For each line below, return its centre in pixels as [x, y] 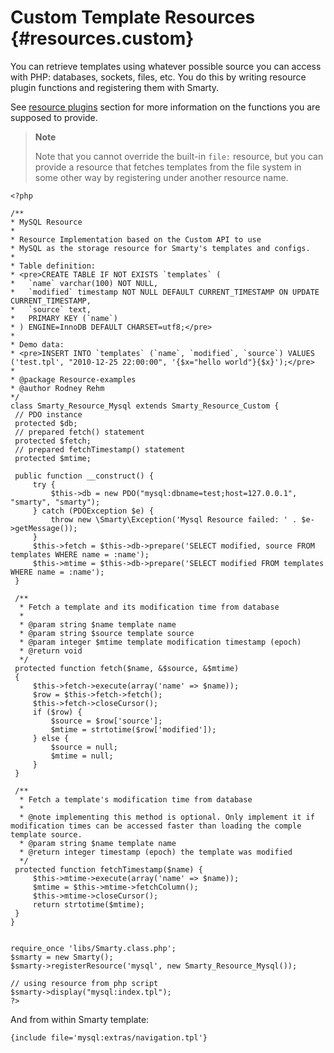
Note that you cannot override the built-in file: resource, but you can [179, 156]
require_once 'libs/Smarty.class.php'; [93, 948]
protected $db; [46, 423]
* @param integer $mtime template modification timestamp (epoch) [160, 642]
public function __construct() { [84, 476]
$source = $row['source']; [106, 721]
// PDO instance [48, 414]
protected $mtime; [53, 458]
